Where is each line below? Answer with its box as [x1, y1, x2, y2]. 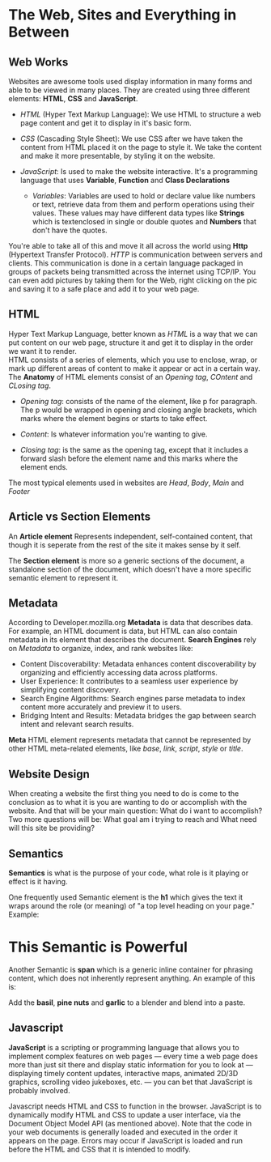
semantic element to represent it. [8, 572, 119, 582]
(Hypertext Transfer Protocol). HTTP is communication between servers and [8, 249, 263, 259]
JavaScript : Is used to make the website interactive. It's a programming [19, 167, 258, 176]
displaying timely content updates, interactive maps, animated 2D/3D [8, 1068, 239, 1078]
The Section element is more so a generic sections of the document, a [8, 555, 245, 565]
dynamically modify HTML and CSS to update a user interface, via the [8, 1109, 241, 1119]
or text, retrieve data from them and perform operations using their [32, 200, 255, 209]
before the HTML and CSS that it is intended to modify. [8, 1144, 192, 1154]
